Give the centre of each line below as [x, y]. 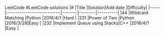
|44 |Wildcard [134, 13]
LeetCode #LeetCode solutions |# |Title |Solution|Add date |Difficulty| [76, 8]
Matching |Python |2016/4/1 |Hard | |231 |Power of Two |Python [70, 18]
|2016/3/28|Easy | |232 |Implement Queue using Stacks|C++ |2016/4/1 [77, 23]
